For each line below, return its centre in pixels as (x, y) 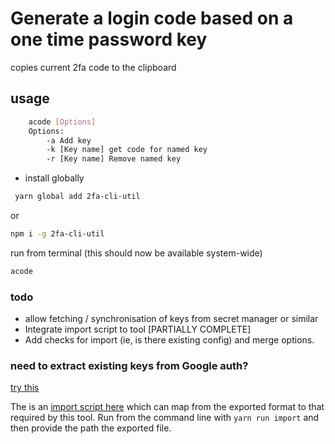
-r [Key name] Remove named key (114, 159)
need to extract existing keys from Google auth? (129, 365)
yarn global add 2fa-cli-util (77, 197)
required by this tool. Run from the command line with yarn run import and (165, 418)
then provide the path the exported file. (91, 428)
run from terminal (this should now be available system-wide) (136, 253)
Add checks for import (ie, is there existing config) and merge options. (169, 340)
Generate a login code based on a (152, 18)
